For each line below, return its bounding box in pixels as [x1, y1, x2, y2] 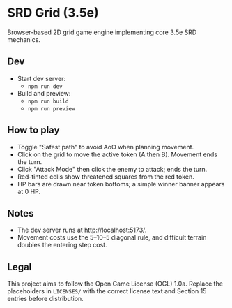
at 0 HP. [17, 187, 40, 196]
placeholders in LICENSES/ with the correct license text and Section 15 [7, 287, 207, 295]
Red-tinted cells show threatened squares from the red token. [17, 173, 194, 181]
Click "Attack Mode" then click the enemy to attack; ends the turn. [17, 165, 208, 173]
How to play [7, 124, 60, 136]
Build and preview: [17, 89, 71, 97]
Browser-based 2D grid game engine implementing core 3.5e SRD [7, 28, 197, 36]
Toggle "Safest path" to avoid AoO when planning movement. [17, 142, 194, 151]
